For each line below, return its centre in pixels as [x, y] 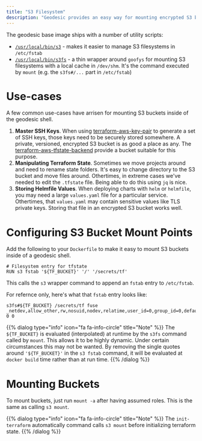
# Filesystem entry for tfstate [47, 267]
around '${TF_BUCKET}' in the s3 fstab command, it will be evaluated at [94, 353]
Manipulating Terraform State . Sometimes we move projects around [100, 163]
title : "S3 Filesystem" [36, 12]
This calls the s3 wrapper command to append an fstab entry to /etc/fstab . [100, 283]
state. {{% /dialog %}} [34, 431]
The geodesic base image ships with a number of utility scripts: [85, 34]
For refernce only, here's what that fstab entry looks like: [77, 295]
